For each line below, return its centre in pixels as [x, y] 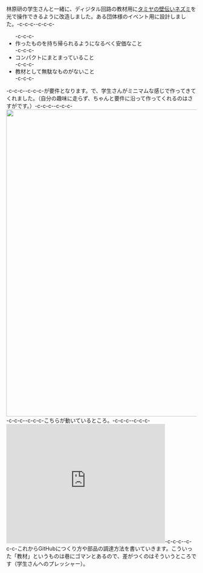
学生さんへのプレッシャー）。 [53, 564]
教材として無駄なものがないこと [55, 71]
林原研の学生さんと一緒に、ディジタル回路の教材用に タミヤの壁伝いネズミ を [101, 9]
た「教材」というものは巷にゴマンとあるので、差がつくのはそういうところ [99, 556]
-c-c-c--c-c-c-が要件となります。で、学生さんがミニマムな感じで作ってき [99, 91]
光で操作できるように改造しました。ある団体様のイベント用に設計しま [94, 16]
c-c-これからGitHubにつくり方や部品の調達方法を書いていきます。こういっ [99, 548]
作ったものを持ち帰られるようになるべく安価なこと [79, 43]
